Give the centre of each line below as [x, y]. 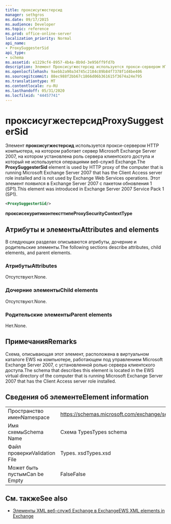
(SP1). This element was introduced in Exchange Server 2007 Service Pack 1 [85, 189]
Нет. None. [16, 326]
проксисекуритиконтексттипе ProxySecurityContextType [69, 214]
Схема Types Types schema [94, 432]
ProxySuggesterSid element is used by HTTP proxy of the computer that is [84, 167]
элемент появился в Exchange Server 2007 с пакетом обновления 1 [79, 184]
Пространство [26, 411]
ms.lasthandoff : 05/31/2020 [35, 91]
